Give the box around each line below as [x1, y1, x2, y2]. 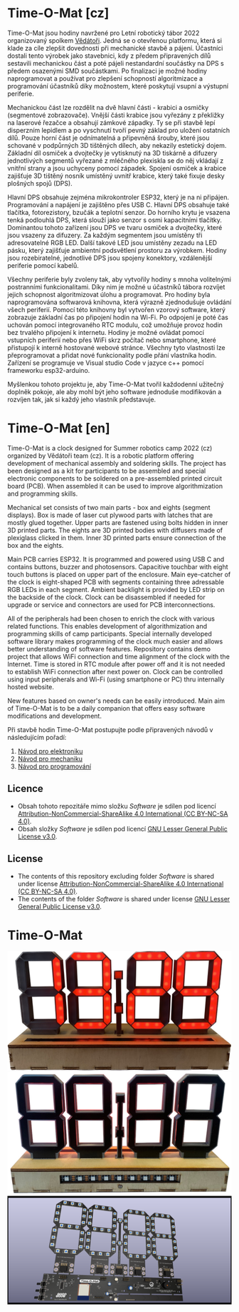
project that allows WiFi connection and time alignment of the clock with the [7, 652, 230, 661]
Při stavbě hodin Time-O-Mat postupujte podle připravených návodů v [7, 725, 213, 733]
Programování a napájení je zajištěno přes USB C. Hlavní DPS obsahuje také [7, 200, 230, 209]
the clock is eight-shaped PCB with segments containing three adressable [7, 577, 225, 586]
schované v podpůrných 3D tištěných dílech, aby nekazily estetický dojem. [7, 141, 227, 149]
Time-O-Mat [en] [7, 420, 110, 436]
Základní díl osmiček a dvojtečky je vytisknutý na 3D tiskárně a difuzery [7, 149, 218, 157]
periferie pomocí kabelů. [7, 261, 80, 269]
